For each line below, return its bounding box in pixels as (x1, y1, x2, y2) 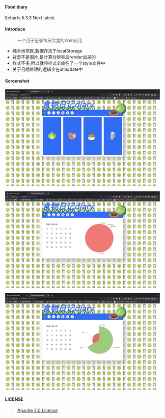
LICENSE (5, 396, 24, 402)
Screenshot (5, 78, 29, 84)
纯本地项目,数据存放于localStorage (12, 48, 82, 54)
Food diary (5, 4, 28, 10)
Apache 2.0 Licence (17, 407, 58, 413)
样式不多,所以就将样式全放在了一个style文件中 (12, 60, 106, 66)
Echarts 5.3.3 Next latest (5, 15, 55, 21)
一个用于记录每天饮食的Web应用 (17, 37, 82, 44)
